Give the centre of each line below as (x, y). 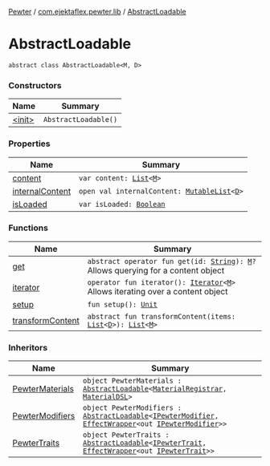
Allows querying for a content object (156, 270)
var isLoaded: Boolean (123, 204)
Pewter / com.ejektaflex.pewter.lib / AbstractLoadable (97, 12)
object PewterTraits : (127, 435)
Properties (29, 144)
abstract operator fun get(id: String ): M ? (172, 261)
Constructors (35, 85)
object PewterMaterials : (133, 381)
